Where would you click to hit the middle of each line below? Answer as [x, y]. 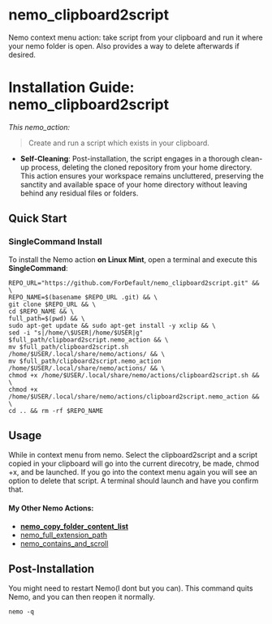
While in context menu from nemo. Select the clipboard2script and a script [133, 455]
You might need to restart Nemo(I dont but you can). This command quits [131, 588]
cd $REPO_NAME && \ [41, 311]
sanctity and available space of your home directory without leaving [134, 184]
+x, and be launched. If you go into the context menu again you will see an [133, 472]
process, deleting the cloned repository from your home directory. [142, 167]
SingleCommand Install [56, 242]
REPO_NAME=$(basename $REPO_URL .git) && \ [83, 297]
